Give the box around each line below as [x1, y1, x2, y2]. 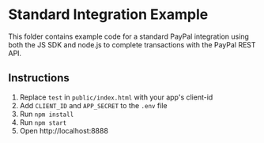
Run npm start [19, 117, 67, 127]
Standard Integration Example [8, 6, 209, 24]
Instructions [8, 71, 70, 85]
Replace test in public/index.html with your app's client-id [19, 92, 213, 102]
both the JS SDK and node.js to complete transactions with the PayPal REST [8, 40, 256, 49]
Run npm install [19, 109, 74, 119]
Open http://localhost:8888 [19, 126, 109, 135]
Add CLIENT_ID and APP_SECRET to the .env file [19, 100, 168, 110]
